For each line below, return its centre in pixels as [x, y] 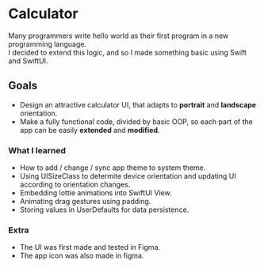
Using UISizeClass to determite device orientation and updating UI [128, 176]
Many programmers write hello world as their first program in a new [119, 36]
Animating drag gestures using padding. [85, 202]
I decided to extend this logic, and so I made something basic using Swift [128, 52]
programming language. [48, 43]
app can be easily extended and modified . [90, 130]
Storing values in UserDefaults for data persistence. [104, 209]
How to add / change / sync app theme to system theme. [113, 168]
